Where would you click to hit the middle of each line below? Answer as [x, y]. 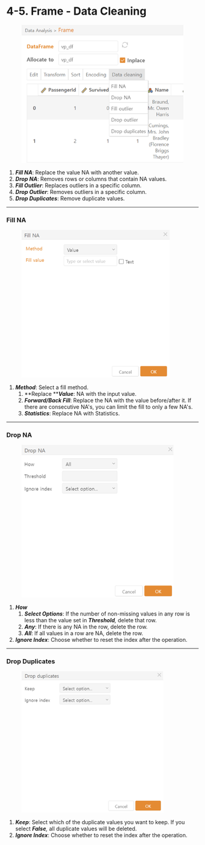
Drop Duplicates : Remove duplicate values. [70, 198]
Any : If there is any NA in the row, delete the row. [86, 627]
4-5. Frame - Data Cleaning [77, 11]
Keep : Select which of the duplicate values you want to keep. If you [100, 822]
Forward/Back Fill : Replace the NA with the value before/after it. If [108, 400]
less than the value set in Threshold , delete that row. [90, 620]
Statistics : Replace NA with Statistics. [72, 413]
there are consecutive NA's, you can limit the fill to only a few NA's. [109, 407]
